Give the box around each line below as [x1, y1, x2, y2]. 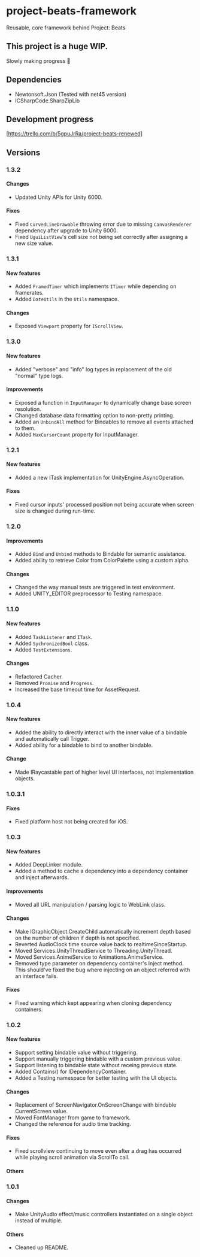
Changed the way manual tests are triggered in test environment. [14, 584, 175, 591]
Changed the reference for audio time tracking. [14, 1120, 132, 1128]
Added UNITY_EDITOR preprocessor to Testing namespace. [14, 590, 163, 597]
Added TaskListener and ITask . [14, 633, 93, 640]
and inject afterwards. [14, 874, 69, 881]
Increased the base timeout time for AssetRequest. [14, 686, 141, 693]
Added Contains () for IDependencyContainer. [14, 1068, 127, 1076]
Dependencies [6, 75, 62, 85]
